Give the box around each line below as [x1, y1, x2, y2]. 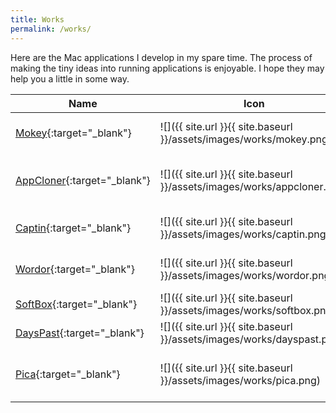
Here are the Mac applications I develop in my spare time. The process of [10, 51, 313, 63]
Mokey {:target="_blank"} [15, 126, 132, 140]
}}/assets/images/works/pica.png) [159, 373, 322, 387]
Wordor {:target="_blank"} [15, 262, 135, 276]
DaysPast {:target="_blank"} [15, 326, 145, 340]
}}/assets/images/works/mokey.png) [159, 132, 333, 146]
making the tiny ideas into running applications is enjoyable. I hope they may [10, 62, 325, 74]
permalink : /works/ [10, 24, 92, 34]
